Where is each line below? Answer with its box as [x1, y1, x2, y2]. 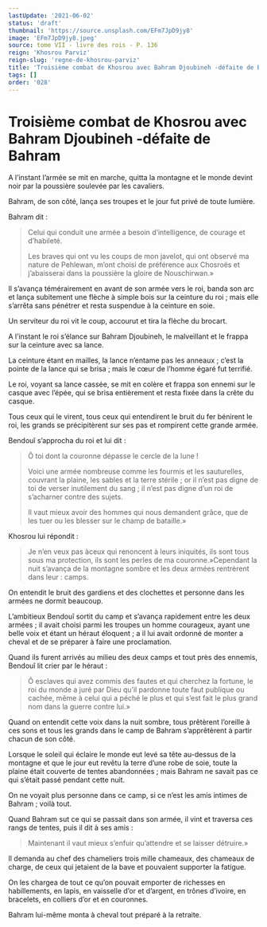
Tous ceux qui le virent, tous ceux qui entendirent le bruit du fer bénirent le [8, 412, 253, 422]
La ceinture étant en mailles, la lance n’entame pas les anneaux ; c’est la [8, 355, 244, 365]
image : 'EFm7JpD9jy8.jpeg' [8, 33, 98, 42]
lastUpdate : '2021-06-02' [8, 11, 94, 20]
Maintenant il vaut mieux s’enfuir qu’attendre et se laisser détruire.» [27, 839, 249, 848]
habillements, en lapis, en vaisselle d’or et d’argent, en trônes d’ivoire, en [8, 886, 246, 896]
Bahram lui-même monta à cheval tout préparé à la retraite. [8, 910, 202, 920]
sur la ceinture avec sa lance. [8, 340, 105, 350]
